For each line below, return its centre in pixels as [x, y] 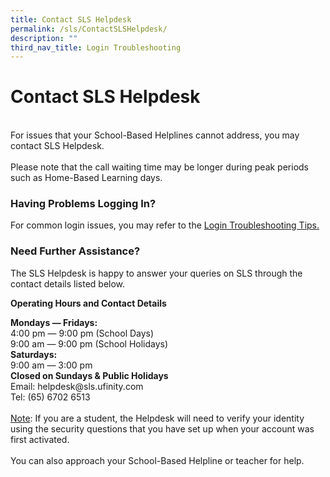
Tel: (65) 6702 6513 [50, 397]
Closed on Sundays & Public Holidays [89, 375]
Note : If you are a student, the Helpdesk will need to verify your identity [157, 418]
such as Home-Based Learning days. [86, 178]
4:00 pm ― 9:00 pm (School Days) [82, 333]
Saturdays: [34, 354]
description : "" [44, 38]
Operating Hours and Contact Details [88, 303]
